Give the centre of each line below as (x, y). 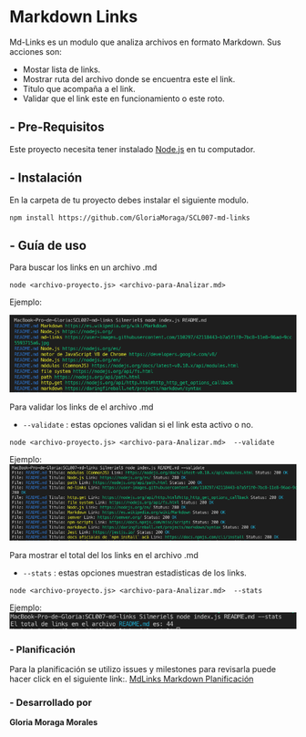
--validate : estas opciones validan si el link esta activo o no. (138, 425)
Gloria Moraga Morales (54, 722)
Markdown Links (74, 17)
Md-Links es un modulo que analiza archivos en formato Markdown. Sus (145, 42)
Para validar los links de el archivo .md (82, 407)
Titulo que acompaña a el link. (79, 88)
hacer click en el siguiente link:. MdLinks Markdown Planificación (132, 679)
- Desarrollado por (51, 702)
